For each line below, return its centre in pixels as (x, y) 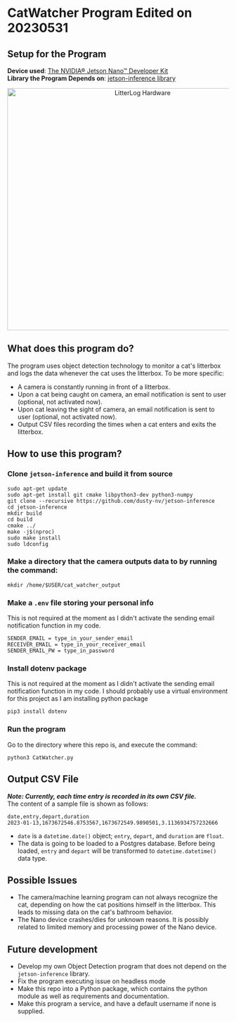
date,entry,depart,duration (48, 816)
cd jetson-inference (38, 507)
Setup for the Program (57, 54)
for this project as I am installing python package (78, 699)
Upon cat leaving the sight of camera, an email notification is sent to (116, 409)
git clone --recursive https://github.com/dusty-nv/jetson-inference (111, 501)
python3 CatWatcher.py (40, 758)
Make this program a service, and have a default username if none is (117, 1004)
